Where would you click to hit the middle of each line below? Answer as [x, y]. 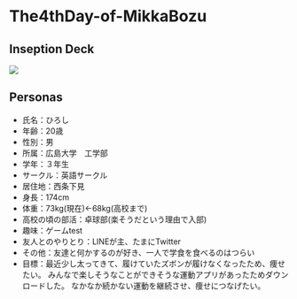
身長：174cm [45, 197]
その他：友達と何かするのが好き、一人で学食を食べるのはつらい [138, 252]
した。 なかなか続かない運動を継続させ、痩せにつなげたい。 [156, 286]
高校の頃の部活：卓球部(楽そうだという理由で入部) [114, 219]
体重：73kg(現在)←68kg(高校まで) [85, 208]
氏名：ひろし [45, 119]
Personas [36, 98]
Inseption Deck [52, 49]
